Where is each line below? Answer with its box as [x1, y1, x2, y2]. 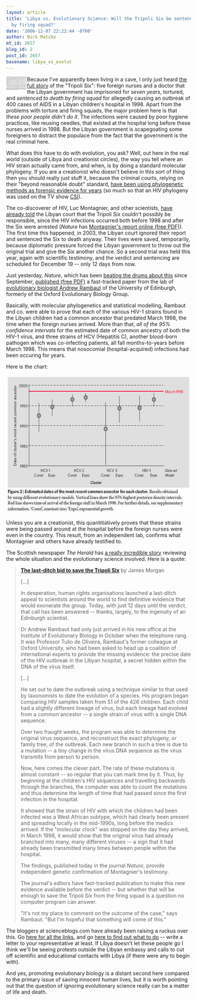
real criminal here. [6, 138, 50, 145]
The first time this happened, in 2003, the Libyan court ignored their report [6, 229, 186, 236]
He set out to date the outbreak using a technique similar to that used [20, 686, 188, 693]
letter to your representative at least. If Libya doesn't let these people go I [6, 940, 184, 947]
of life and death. [6, 988, 47, 995]
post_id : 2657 [6, 53, 41, 59]
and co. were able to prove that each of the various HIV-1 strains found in [6, 308, 183, 315]
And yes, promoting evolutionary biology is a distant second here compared [6, 970, 189, 977]
